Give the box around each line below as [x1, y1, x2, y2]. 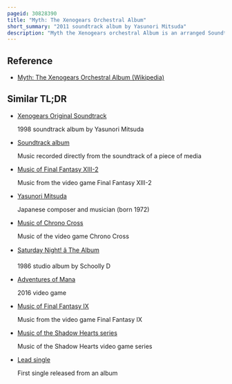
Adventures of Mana [17, 275, 76, 283]
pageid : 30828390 [7, 10, 57, 17]
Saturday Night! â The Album [17, 246, 100, 254]
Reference [7, 55, 53, 66]
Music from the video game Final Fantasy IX [17, 315, 143, 323]
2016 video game [17, 288, 67, 297]
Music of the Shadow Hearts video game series [17, 342, 153, 350]
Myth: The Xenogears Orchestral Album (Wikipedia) [17, 73, 164, 81]
